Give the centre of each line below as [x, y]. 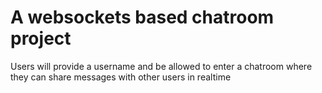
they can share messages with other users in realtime [121, 77]
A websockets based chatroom [142, 17]
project [41, 38]
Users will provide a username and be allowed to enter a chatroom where [161, 66]
